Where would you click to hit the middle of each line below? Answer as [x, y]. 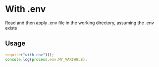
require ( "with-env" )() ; [30, 55]
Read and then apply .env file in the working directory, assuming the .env [80, 23]
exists [11, 28]
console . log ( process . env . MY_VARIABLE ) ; [46, 59]
